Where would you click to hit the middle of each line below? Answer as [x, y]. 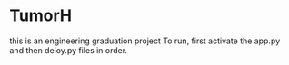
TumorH [41, 16]
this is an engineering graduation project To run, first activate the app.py [145, 41]
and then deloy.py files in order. [69, 50]
